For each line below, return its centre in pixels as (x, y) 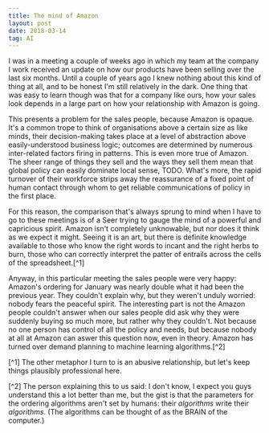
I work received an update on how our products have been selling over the (131, 70)
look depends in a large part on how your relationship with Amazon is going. (134, 104)
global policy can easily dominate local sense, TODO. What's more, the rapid (135, 170)
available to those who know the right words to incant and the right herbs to (134, 246)
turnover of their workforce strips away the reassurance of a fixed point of (131, 179)
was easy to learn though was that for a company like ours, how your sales (132, 95)
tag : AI (21, 38)
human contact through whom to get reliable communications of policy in (129, 188)
